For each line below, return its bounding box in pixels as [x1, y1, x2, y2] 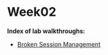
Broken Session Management [17, 40, 101, 48]
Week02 [7, 4, 56, 20]
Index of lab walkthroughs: [7, 27, 86, 35]
